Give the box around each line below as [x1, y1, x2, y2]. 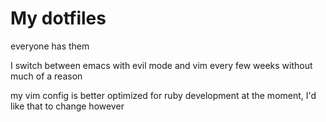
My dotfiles [10, 7, 107, 30]
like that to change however [10, 100, 125, 112]
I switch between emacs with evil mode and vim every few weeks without [10, 59, 313, 71]
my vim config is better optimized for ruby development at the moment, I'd [10, 89, 317, 101]
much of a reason [10, 70, 83, 82]
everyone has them [10, 40, 90, 52]
